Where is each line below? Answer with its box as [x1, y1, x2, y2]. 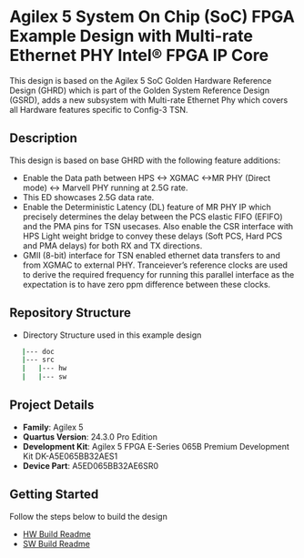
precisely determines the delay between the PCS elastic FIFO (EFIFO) [22, 211, 284, 222]
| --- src [21, 355, 55, 365]
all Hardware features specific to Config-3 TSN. [9, 104, 188, 115]
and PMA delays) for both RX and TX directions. [22, 239, 203, 251]
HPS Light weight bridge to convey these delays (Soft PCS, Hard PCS [22, 230, 283, 241]
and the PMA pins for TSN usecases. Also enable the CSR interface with [22, 220, 294, 231]
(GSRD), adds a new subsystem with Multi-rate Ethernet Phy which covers [9, 94, 289, 106]
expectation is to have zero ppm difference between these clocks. [22, 279, 271, 289]
